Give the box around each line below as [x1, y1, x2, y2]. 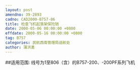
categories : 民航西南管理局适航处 [5, 40, 70, 45]
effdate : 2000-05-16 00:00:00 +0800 [5, 31, 82, 36]
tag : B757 [5, 36, 26, 41]
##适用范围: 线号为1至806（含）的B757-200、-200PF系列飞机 [5, 59, 135, 65]
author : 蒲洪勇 [5, 45, 35, 50]
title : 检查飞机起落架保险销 [5, 21, 59, 27]
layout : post [5, 7, 33, 13]
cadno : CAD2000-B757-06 [5, 17, 56, 22]
